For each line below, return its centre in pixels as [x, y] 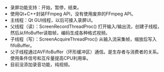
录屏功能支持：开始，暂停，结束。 [46, 7]
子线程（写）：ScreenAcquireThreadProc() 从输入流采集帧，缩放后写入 [84, 39]
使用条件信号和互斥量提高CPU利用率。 [51, 58]
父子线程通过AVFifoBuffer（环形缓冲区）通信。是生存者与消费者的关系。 [86, 52]
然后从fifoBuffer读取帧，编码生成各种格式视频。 [60, 33]
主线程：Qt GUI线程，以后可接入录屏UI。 [53, 20]
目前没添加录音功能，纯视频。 [41, 64]
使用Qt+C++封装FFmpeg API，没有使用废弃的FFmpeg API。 [73, 14]
